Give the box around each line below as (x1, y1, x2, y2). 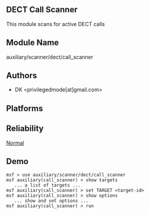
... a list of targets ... (14, 182, 81, 188)
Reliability (6, 124, 44, 134)
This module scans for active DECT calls (6, 20, 105, 27)
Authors (6, 70, 37, 81)
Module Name (6, 38, 59, 48)
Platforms (6, 103, 43, 113)
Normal (6, 139, 24, 146)
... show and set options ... (14, 198, 89, 204)
